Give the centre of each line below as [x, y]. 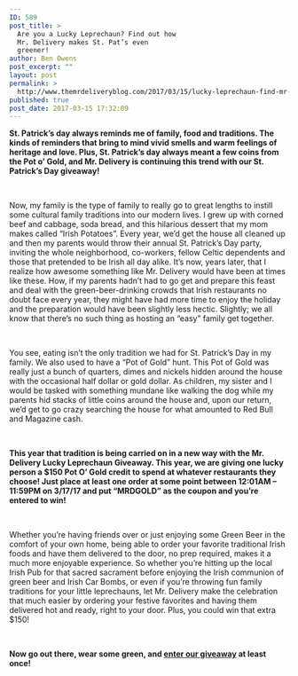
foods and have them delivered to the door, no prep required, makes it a [141, 554]
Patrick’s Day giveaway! [55, 171]
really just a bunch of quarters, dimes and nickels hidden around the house [146, 372]
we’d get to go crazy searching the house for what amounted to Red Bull [141, 410]
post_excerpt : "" [41, 67]
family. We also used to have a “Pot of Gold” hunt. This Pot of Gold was [139, 362]
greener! [33, 51]
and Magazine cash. [46, 419]
